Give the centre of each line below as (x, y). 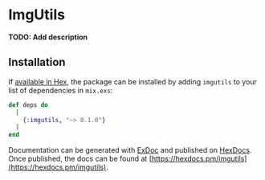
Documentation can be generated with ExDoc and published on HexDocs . (130, 150)
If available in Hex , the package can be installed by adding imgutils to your (132, 81)
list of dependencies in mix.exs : (61, 90)
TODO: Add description (48, 37)
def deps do (28, 105)
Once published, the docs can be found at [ (80, 159)
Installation (37, 62)
